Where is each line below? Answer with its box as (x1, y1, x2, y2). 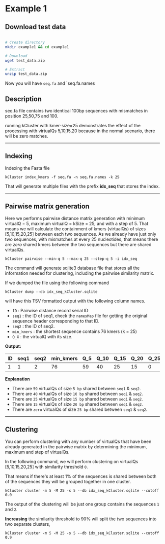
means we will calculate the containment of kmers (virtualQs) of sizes (5, 225, 146, 232)
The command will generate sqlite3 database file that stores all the (5, 265, 140, 271)
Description (5, 95, 42, 103)
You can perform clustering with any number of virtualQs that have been (5, 438, 152, 444)
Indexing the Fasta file (5, 165, 50, 171)
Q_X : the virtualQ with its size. (12, 333, 73, 339)
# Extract (5, 67, 26, 72)
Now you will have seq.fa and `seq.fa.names (5, 80, 95, 86)
